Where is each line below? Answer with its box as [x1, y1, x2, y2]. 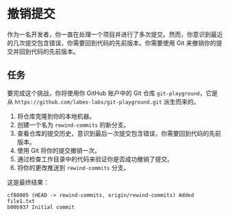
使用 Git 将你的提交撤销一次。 [16, 146, 101, 154]
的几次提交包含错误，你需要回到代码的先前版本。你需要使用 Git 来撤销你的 [7, 38, 217, 47]
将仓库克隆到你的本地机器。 [16, 112, 96, 120]
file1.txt [7, 197, 36, 204]
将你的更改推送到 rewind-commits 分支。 [16, 163, 130, 171]
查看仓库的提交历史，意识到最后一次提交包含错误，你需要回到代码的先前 [16, 129, 221, 137]
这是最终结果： [7, 178, 49, 186]
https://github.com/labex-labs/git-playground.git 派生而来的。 [14, 97, 200, 106]
